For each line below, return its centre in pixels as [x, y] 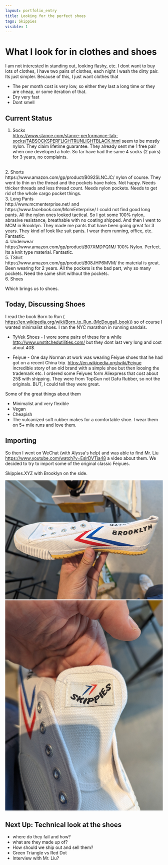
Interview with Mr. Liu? [35, 858]
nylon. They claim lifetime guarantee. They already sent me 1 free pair [84, 146]
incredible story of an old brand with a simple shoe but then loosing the [86, 368]
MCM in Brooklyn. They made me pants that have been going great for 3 [80, 225]
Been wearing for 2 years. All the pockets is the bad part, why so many [78, 268]
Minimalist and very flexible [40, 403]
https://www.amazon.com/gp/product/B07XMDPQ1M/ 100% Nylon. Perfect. [83, 247]
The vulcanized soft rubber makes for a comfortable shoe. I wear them [85, 419]
